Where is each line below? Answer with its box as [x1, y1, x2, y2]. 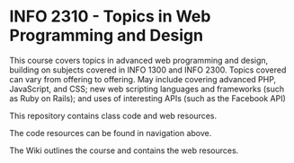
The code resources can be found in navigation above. [9, 127, 212, 138]
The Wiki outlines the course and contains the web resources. [9, 145, 239, 156]
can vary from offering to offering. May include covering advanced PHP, [9, 73, 277, 84]
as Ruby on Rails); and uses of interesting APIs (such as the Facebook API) [9, 92, 286, 104]
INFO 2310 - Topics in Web [9, 6, 211, 27]
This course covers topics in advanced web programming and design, [9, 55, 269, 65]
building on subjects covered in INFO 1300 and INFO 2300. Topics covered [9, 64, 287, 75]
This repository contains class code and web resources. [9, 110, 218, 121]
